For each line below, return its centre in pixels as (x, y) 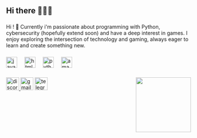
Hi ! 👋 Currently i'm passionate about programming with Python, (83, 27)
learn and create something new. (46, 46)
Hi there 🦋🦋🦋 (29, 11)
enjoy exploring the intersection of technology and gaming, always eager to (97, 39)
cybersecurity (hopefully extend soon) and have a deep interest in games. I (97, 33)
